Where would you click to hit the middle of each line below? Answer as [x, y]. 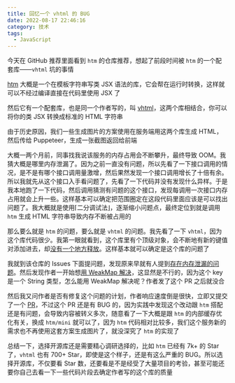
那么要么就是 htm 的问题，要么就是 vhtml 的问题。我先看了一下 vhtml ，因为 [115, 231]
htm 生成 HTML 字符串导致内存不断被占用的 [69, 216]
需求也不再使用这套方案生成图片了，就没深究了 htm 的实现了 [93, 331]
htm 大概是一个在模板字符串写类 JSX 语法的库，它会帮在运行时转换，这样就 [116, 84]
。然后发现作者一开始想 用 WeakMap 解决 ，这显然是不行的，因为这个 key [118, 272]
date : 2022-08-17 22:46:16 [47, 20]
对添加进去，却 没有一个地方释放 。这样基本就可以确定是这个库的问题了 [108, 249]
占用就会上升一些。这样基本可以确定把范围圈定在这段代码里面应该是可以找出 [117, 199]
